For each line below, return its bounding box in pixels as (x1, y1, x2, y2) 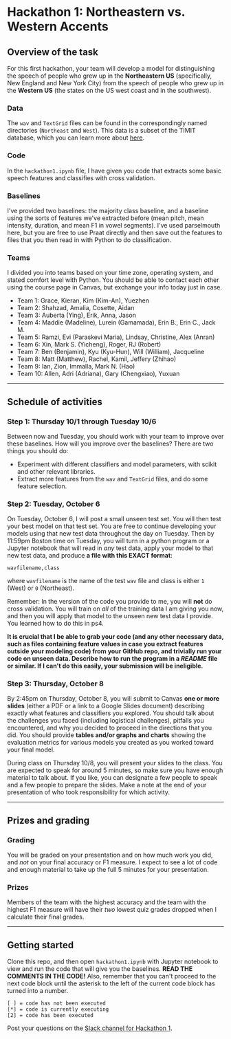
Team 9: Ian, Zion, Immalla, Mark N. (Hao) (16, 362, 135, 371)
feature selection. (16, 482, 67, 490)
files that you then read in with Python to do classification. (7, 235, 172, 244)
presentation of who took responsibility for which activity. (7, 788, 170, 796)
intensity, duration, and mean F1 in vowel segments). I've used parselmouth (7, 221, 221, 229)
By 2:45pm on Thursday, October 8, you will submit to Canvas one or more (7, 695, 220, 703)
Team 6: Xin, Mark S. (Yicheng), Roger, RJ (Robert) (16, 340, 162, 349)
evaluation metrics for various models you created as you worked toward (7, 739, 214, 747)
